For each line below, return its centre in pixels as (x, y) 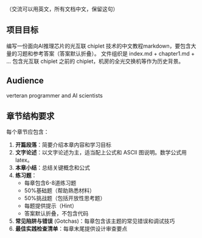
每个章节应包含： (28, 132)
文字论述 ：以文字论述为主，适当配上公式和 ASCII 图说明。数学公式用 (101, 153)
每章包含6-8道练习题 (50, 183)
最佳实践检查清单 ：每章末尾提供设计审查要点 (71, 229)
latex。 (24, 160)
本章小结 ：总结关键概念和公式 (52, 168)
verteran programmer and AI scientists (55, 95)
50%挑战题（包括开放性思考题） (65, 198)
